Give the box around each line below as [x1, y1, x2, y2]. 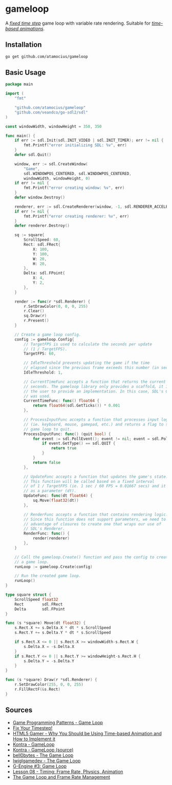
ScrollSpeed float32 [14, 597, 58, 602]
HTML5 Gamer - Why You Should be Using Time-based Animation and [12, 730, 162, 736]
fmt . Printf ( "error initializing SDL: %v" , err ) [24, 143, 127, 148]
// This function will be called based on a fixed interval [24, 479, 155, 484]
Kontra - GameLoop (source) [12, 747, 74, 753]
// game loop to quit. [24, 426, 72, 431]
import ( [5, 91, 24, 96]
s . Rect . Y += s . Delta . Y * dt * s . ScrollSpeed [14, 630, 111, 635]
